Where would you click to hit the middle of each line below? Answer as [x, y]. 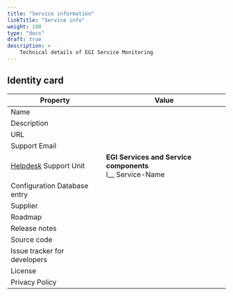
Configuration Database [50, 186]
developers [29, 259]
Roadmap [26, 217]
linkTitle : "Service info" [46, 20]
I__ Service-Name [136, 174]
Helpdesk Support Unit [48, 165]
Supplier [24, 206]
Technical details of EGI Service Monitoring [87, 53]
